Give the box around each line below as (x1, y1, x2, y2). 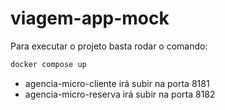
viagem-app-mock (10, 7, 170, 30)
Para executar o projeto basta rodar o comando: (10, 40, 208, 52)
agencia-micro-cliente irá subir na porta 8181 (24, 77, 210, 89)
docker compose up (10, 59, 87, 69)
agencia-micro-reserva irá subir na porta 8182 (24, 88, 216, 100)
